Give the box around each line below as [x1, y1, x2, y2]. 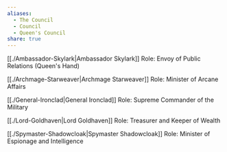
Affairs [7, 83, 26, 91]
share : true [7, 36, 41, 43]
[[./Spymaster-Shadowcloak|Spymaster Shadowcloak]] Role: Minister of [7, 130, 211, 138]
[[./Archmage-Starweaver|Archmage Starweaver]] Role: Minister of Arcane [7, 75, 219, 83]
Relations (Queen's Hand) [7, 62, 80, 70]
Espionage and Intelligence [7, 137, 84, 145]
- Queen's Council [13, 29, 67, 36]
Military [7, 103, 29, 111]
